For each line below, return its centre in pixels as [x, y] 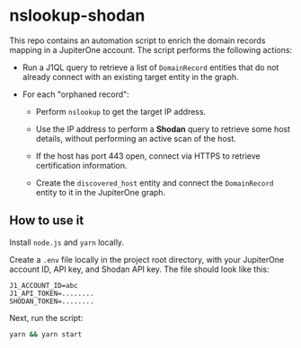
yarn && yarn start [46, 334]
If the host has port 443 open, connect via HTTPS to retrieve [148, 156]
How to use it [47, 221]
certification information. [81, 165]
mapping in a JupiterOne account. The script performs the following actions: [151, 49]
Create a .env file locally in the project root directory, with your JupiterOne [147, 259]
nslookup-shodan [77, 16]
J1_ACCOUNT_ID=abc [44, 285]
